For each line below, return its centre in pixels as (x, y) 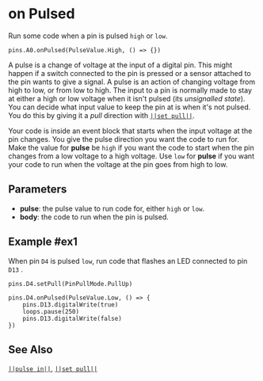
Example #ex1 (43, 242)
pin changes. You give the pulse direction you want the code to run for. (124, 139)
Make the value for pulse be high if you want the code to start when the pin (131, 147)
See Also (30, 349)
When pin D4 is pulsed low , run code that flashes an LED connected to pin (128, 261)
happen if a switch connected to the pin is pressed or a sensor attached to (130, 73)
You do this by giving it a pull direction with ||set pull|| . (102, 115)
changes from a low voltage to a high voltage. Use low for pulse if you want (131, 156)
